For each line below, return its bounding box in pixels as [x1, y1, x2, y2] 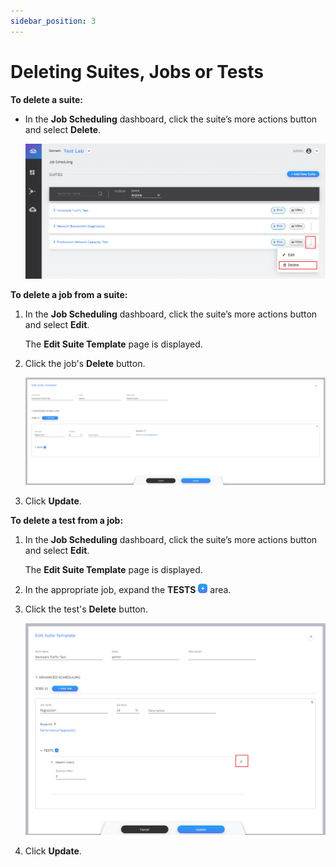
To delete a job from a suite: [10, 288, 128, 300]
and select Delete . [24, 123, 102, 135]
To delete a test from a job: [10, 515, 124, 527]
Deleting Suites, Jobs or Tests [10, 60, 264, 83]
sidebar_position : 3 [10, 16, 97, 26]
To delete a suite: [10, 93, 83, 105]
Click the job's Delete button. [24, 357, 146, 369]
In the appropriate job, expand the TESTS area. [24, 584, 232, 596]
